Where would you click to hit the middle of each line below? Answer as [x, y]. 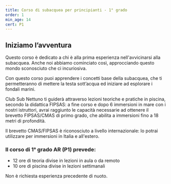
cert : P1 [15, 24]
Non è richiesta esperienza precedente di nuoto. [56, 176]
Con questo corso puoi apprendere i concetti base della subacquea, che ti [84, 78]
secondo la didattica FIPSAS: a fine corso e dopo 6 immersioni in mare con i [85, 105]
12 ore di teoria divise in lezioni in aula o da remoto [66, 161]
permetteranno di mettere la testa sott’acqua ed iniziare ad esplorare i [79, 84]
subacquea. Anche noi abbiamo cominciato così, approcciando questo [80, 63]
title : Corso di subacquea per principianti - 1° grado [66, 10]
